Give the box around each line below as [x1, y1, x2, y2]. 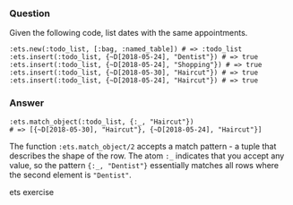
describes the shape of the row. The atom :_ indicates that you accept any [9, 150, 285, 161]
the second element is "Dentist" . [9, 169, 132, 180]
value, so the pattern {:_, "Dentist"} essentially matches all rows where [9, 159, 280, 170]
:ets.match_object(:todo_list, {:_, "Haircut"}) [9, 117, 194, 126]
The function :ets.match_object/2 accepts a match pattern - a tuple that [9, 141, 277, 151]
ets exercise [9, 186, 55, 197]
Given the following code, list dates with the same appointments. [9, 28, 248, 38]
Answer [9, 97, 45, 109]
